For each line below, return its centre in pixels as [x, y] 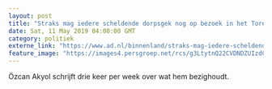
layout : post [30, 16]
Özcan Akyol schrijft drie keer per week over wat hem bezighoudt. [119, 76]
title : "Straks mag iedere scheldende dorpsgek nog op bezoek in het [128, 23]
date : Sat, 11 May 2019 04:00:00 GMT [72, 31]
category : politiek [41, 38]
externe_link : [32, 46]
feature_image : [34, 53]
